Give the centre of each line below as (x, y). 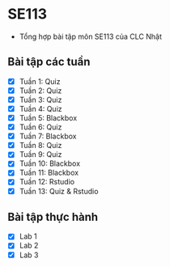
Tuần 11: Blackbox (49, 173)
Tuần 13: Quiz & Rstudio (59, 191)
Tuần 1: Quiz (40, 81)
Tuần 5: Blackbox (48, 118)
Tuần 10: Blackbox (50, 163)
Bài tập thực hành (53, 216)
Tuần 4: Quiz (40, 108)
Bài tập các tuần (49, 62)
